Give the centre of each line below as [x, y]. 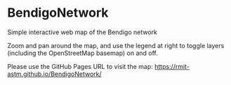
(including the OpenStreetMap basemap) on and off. [82, 53]
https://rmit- [172, 66]
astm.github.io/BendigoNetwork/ [54, 74]
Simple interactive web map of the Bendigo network [82, 32]
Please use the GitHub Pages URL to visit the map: [80, 66]
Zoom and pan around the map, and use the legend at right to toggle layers [116, 45]
